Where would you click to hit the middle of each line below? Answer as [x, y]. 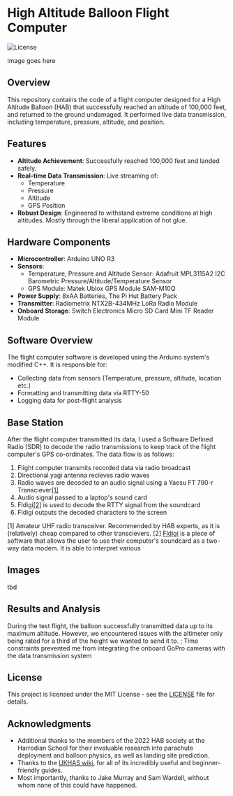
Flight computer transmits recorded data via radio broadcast [104, 468]
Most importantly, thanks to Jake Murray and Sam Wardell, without [113, 778]
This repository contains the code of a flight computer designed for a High [114, 99]
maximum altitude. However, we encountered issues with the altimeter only [115, 633]
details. [18, 702]
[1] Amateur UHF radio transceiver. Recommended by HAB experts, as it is [114, 526]
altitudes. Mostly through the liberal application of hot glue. [102, 220]
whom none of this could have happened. [77, 786]
